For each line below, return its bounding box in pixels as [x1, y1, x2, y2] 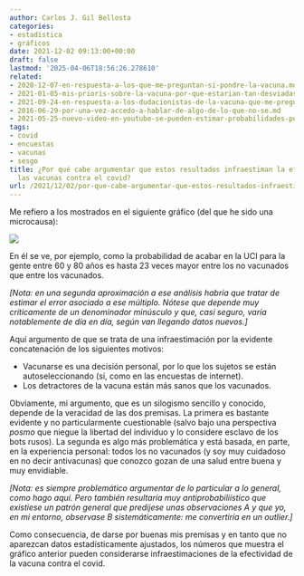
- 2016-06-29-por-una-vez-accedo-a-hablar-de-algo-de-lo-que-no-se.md [9, 106, 281, 115]
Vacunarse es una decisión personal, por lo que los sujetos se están [22, 361, 277, 372]
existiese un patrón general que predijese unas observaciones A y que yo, [9, 502, 287, 513]
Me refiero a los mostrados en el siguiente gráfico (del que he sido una [9, 206, 273, 217]
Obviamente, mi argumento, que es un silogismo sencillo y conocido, [9, 398, 267, 408]
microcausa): [9, 216, 59, 227]
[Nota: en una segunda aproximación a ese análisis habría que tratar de [9, 287, 280, 299]
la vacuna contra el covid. [9, 558, 106, 569]
